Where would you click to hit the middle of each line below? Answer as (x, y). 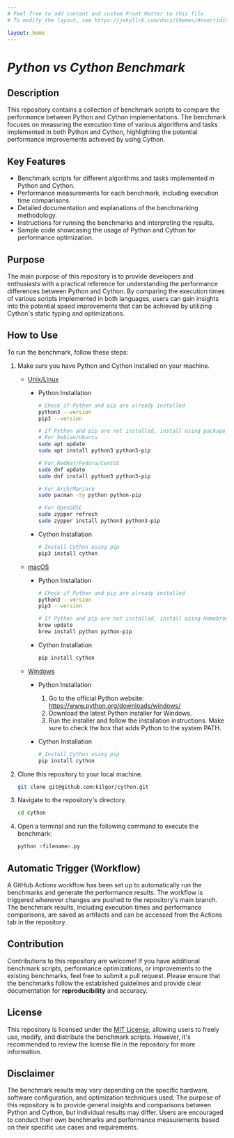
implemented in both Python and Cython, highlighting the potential (102, 132)
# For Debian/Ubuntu (68, 438)
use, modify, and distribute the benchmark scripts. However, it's (99, 1037)
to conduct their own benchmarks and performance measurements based (113, 1120)
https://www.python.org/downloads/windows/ (115, 705)
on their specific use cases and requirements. (73, 1128)
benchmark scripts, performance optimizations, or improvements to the (110, 968)
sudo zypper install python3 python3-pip (99, 521)
